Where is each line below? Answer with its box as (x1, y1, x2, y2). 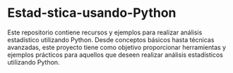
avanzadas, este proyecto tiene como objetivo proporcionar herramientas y (7, 43, 227, 51)
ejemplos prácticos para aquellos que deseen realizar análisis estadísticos (7, 51, 224, 59)
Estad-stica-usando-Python (7, 5, 177, 21)
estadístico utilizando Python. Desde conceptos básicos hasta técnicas (7, 35, 215, 44)
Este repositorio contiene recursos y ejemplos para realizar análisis (7, 28, 203, 36)
